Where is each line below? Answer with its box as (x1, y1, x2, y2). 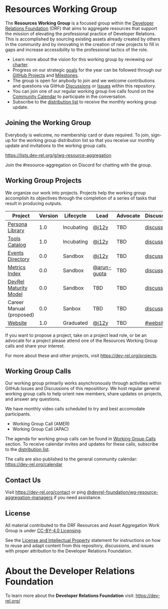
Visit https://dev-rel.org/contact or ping (5, 489, 86, 495)
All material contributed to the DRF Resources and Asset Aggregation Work (5, 522, 160, 528)
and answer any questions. (5, 396, 61, 402)
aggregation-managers (5, 494, 53, 500)
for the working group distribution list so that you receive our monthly (11, 137, 155, 143)
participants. (5, 411, 31, 417)
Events (7, 249, 24, 256)
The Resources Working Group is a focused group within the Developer (5, 20, 154, 26)
